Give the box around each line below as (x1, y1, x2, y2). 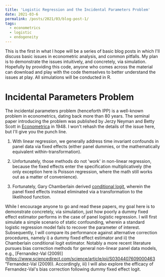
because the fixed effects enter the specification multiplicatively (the (12, 163, 151, 169)
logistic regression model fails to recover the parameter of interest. (5, 224, 140, 230)
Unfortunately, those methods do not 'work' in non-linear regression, (12, 158, 152, 164)
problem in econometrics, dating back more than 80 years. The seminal (5, 113, 150, 119)
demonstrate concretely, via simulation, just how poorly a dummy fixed (5, 209, 148, 215)
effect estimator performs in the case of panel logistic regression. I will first (5, 214, 157, 219)
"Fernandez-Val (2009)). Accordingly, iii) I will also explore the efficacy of (5, 261, 154, 267)
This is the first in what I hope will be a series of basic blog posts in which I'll (5, 48, 160, 54)
